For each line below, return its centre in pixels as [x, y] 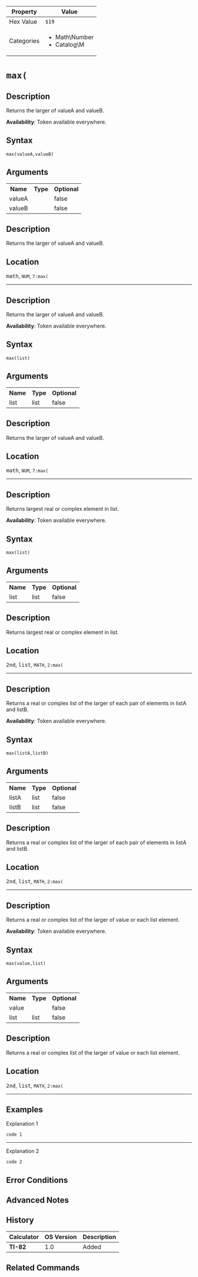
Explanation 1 [22, 1124]
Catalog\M [70, 45]
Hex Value [23, 22]
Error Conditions [37, 1180]
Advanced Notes [38, 1200]
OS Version [61, 1237]
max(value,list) [26, 964]
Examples [24, 1109]
